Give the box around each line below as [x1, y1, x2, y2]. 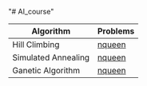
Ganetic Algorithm [12, 65, 81, 76]
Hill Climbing [12, 39, 60, 50]
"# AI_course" [8, 7, 54, 16]
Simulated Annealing [12, 52, 90, 63]
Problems [97, 25, 135, 37]
